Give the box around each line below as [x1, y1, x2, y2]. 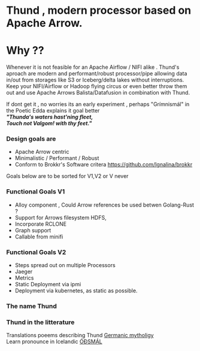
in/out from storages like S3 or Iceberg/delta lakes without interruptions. [6, 76, 184, 84]
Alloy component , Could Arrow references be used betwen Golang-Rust [14, 201, 195, 208]
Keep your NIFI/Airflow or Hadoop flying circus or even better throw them [6, 83, 187, 90]
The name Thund [6, 302, 57, 310]
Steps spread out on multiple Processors [14, 262, 116, 269]
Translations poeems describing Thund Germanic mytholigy [6, 332, 154, 339]
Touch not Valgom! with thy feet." [6, 120, 92, 127]
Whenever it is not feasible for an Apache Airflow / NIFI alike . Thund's [6, 63, 180, 71]
